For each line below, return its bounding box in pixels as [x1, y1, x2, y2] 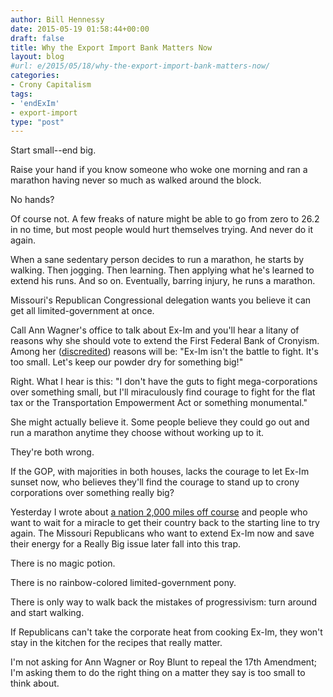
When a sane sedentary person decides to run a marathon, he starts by [10, 254, 305, 266]
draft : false [10, 33, 65, 43]
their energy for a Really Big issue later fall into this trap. [10, 538, 241, 550]
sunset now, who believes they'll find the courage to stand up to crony [10, 476, 300, 488]
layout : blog [10, 52, 65, 62]
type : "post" [10, 117, 65, 127]
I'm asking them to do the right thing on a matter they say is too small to [10, 667, 306, 679]
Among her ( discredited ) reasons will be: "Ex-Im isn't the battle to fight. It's [10, 346, 319, 358]
